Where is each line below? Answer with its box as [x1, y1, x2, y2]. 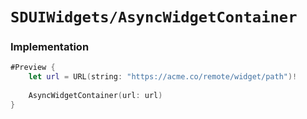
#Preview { [10, 63, 56, 73]
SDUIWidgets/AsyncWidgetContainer [10, 8, 298, 27]
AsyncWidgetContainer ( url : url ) [28, 91, 163, 101]
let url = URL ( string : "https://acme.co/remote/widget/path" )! [28, 72, 298, 82]
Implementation [10, 40, 90, 54]
